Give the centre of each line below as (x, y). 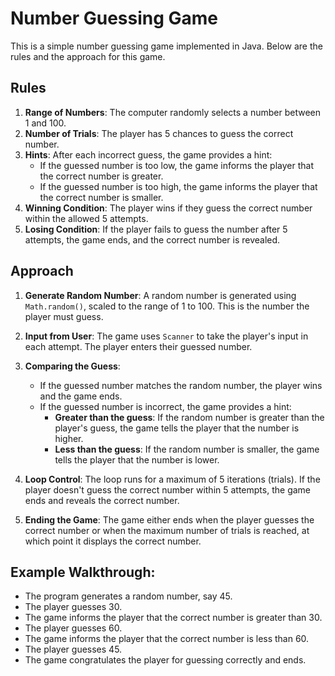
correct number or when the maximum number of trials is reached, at (167, 530)
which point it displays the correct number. (113, 541)
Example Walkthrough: (83, 572)
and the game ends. (81, 396)
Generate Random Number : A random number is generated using (160, 295)
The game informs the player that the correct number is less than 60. (167, 639)
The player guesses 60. (73, 628)
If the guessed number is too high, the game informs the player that (178, 186)
